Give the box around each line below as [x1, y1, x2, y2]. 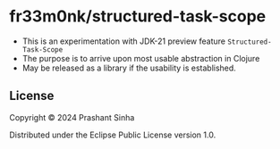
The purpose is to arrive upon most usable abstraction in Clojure [21, 53, 260, 63]
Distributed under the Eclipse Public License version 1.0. [9, 129, 216, 140]
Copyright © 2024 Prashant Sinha [9, 112, 135, 122]
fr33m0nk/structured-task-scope [9, 6, 267, 27]
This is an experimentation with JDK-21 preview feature [21, 36, 226, 46]
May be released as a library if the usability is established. [21, 62, 237, 73]
